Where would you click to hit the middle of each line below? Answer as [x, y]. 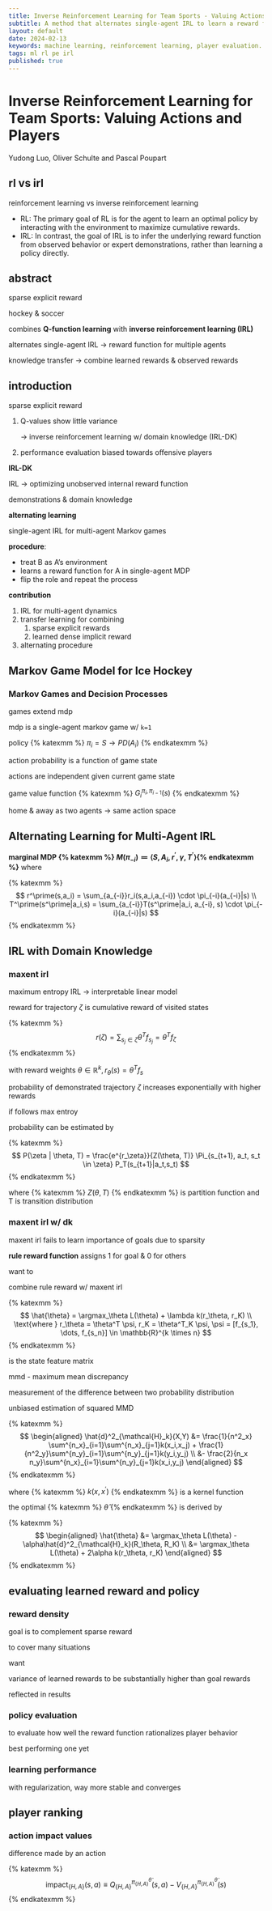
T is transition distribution [51, 1201]
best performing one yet [49, 1748]
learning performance [53, 1769]
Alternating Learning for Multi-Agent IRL [112, 836]
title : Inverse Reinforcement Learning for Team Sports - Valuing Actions [137, 16]
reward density [39, 1614]
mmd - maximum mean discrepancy [68, 1376]
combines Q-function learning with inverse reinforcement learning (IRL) [131, 329]
